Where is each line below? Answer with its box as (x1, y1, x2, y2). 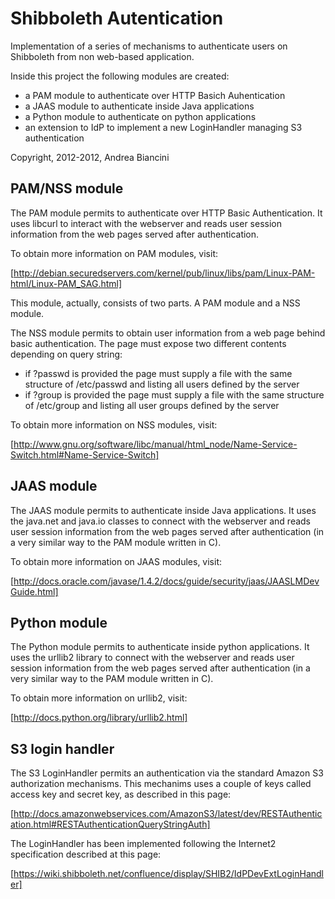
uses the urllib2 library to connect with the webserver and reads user (10, 652, 295, 664)
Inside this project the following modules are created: (10, 70, 230, 82)
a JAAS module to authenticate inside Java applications (24, 100, 255, 112)
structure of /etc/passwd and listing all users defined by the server (24, 378, 300, 390)
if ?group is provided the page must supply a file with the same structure (24, 388, 325, 401)
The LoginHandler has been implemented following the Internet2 (10, 838, 277, 850)
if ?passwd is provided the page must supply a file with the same (24, 367, 293, 379)
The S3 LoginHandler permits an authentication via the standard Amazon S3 (10, 767, 324, 779)
